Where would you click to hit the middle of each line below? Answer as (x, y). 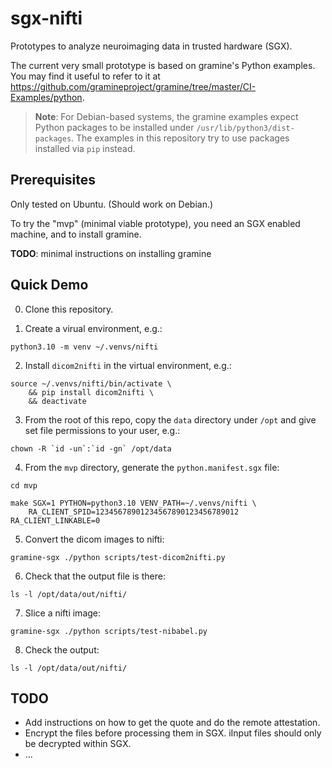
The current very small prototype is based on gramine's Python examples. (163, 65)
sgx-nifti (46, 18)
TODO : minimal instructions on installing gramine (111, 253)
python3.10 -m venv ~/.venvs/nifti (84, 347)
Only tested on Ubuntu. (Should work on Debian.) (112, 204)
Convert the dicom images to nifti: (94, 539)
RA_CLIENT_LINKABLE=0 (55, 520)
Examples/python (46, 97)
